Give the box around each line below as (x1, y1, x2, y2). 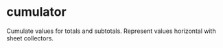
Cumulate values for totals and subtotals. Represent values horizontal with (6, 27, 217, 35)
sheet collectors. (6, 34, 54, 42)
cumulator (6, 4, 67, 20)
